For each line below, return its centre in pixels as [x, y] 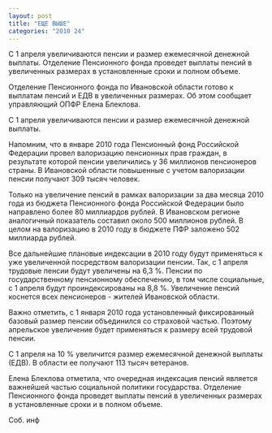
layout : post [30, 16]
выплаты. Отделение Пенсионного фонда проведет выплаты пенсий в [130, 63]
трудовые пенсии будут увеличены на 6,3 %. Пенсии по [106, 271]
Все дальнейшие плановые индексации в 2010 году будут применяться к [136, 253]
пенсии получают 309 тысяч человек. [74, 179]
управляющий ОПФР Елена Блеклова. [74, 104]
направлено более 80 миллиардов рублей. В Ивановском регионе [124, 212]
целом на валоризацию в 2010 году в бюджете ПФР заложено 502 [124, 229]
